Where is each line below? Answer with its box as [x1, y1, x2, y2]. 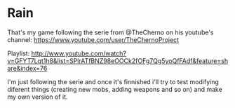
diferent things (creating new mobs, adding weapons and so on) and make [7, 85, 222, 93]
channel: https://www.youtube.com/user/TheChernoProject [7, 35, 180, 43]
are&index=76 [7, 64, 48, 72]
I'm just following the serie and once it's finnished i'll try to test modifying [7, 77, 220, 86]
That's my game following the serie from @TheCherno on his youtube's [7, 28, 214, 36]
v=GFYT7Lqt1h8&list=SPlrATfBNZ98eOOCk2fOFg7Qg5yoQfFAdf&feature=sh [7, 56, 229, 65]
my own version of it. [7, 93, 68, 101]
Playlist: [7, 49, 30, 58]
